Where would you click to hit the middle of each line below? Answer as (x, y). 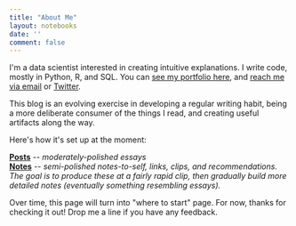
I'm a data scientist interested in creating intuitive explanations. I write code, (148, 68)
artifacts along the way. (52, 123)
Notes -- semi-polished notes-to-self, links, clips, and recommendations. (144, 166)
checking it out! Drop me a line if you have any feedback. (113, 212)
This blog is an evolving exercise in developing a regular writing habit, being (148, 104)
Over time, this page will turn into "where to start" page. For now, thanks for (148, 203)
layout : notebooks (43, 26)
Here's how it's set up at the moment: (78, 140)
